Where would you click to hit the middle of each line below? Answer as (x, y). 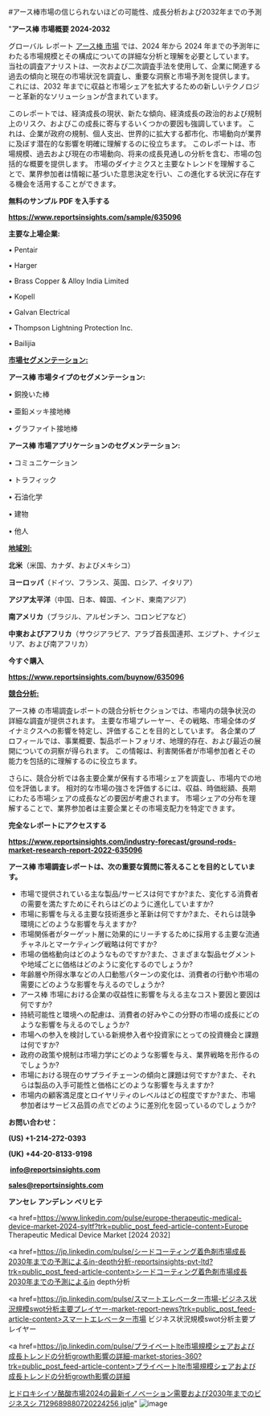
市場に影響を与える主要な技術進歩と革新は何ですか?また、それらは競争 (138, 914)
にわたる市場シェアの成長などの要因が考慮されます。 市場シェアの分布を (129, 798)
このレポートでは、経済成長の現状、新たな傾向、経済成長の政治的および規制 (135, 114)
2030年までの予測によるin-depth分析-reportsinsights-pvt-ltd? (111, 1261)
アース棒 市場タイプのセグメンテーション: (77, 377)
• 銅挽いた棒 (29, 394)
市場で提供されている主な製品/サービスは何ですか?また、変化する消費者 (139, 894)
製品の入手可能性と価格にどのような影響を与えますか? (124, 1085)
